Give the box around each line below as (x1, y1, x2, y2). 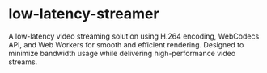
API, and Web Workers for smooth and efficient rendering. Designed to (8, 39, 244, 49)
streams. (8, 57, 38, 67)
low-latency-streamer (8, 5, 159, 23)
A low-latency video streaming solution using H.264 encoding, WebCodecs (8, 31, 260, 41)
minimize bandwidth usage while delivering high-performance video (8, 48, 236, 58)
